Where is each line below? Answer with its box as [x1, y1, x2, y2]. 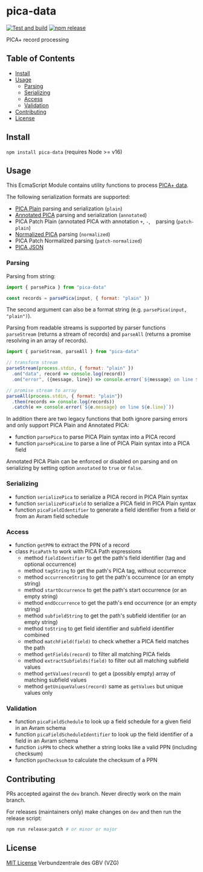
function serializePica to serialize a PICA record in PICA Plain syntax [14, 493, 188, 500]
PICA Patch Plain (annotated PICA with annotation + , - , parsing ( [14, 218, 178, 225]
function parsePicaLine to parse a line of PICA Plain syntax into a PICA [14, 440, 190, 447]
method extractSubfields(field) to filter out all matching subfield [24, 657, 189, 664]
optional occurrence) [24, 561, 77, 568]
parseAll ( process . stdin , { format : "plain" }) [6, 393, 123, 399]
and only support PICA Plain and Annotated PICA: [6, 421, 130, 429]
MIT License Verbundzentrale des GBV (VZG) [6, 859, 119, 866]
